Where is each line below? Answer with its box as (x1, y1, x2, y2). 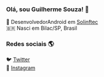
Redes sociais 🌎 (6, 40, 55, 48)
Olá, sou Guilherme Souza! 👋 (6, 5, 89, 13)
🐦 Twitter (6, 55, 31, 63)
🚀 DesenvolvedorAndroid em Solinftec (6, 19, 98, 26)
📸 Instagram (6, 64, 36, 71)
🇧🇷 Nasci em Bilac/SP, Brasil (6, 24, 78, 32)
